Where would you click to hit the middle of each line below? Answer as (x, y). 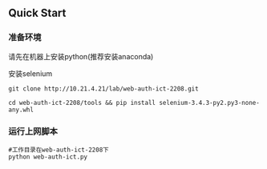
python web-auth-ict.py (48, 157)
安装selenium (30, 73)
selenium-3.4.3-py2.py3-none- (210, 103)
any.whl (21, 110)
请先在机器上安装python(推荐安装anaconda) (81, 56)
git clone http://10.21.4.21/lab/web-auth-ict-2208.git (103, 89)
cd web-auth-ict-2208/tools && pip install (82, 103)
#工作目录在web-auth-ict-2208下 (59, 150)
